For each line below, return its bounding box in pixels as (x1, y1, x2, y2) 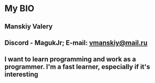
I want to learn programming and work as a (4, 55, 136, 64)
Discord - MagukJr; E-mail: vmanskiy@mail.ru (4, 38, 148, 47)
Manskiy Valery (4, 22, 53, 31)
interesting (4, 70, 38, 79)
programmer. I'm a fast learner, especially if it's (4, 63, 151, 71)
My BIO (4, 3, 34, 14)
